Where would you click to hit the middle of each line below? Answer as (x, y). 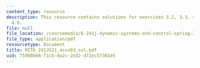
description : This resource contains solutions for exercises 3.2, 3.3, (98, 17)
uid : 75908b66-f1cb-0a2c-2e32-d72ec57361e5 (61, 56)
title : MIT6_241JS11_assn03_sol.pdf (51, 50)
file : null (20, 28)
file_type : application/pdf (41, 39)
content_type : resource (36, 12)
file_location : (25, 34)
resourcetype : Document (36, 45)
